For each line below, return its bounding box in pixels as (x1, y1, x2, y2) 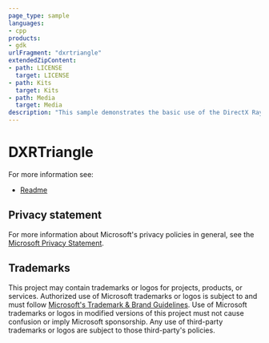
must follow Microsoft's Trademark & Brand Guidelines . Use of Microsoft (8, 300, 247, 309)
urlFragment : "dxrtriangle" (8, 49, 102, 57)
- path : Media (8, 94, 56, 102)
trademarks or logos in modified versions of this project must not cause (8, 308, 244, 317)
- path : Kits (8, 79, 52, 87)
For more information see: (8, 169, 94, 179)
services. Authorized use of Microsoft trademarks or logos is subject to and (8, 291, 258, 301)
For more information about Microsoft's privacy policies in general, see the (8, 229, 255, 239)
